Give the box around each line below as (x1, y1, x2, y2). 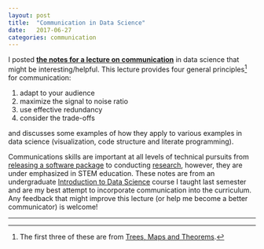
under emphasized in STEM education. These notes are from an (8, 168, 215, 178)
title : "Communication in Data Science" (8, 19, 146, 27)
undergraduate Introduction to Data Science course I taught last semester (8, 177, 247, 186)
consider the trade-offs (19, 113, 96, 123)
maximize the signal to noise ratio (19, 96, 128, 106)
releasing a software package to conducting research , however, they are (8, 160, 244, 170)
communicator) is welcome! (8, 202, 98, 211)
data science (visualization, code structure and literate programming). (8, 137, 234, 146)
